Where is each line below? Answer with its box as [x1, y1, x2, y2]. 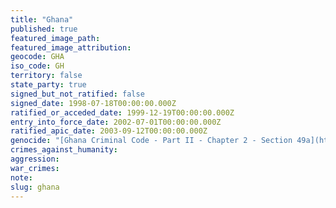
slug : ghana [10, 182, 60, 192]
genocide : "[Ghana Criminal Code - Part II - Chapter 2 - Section [10, 136, 293, 146]
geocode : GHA [10, 52, 65, 62]
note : [10, 172, 33, 183]
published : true [10, 24, 78, 34]
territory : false [10, 71, 83, 81]
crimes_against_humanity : [10, 145, 118, 155]
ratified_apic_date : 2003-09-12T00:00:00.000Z [10, 126, 208, 136]
